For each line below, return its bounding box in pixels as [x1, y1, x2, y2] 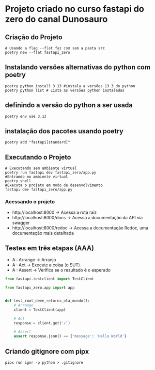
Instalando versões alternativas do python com [5, 63, 151, 71]
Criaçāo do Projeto [5, 33, 62, 41]
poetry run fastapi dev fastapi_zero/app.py [5, 170, 96, 175]
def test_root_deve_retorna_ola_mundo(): [5, 298, 90, 304]
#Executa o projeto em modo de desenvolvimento [5, 183, 103, 188]
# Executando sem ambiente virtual [5, 166, 77, 171]
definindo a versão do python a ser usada [5, 101, 133, 110]
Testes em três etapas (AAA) [5, 244, 94, 252]
